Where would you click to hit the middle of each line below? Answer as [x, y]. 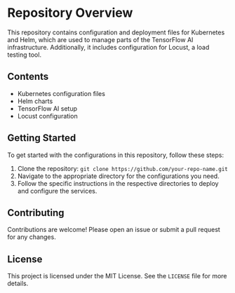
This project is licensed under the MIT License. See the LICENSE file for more [117, 276]
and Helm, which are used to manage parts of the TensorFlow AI [100, 39]
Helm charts [35, 101]
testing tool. [25, 55]
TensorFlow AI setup [47, 108]
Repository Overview [70, 13]
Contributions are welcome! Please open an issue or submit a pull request [114, 230]
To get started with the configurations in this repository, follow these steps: [116, 155]
